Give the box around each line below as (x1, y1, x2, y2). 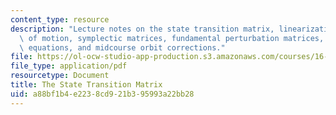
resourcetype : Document (10, 71, 110, 81)
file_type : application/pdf (10, 61, 128, 71)
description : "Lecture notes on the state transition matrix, (10, 24, 275, 34)
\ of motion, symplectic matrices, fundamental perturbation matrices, (19, 33, 325, 43)
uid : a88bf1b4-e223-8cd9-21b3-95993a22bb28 (10, 89, 195, 99)
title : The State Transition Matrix (10, 80, 163, 90)
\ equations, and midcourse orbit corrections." (19, 42, 226, 53)
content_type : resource (10, 14, 110, 25)
